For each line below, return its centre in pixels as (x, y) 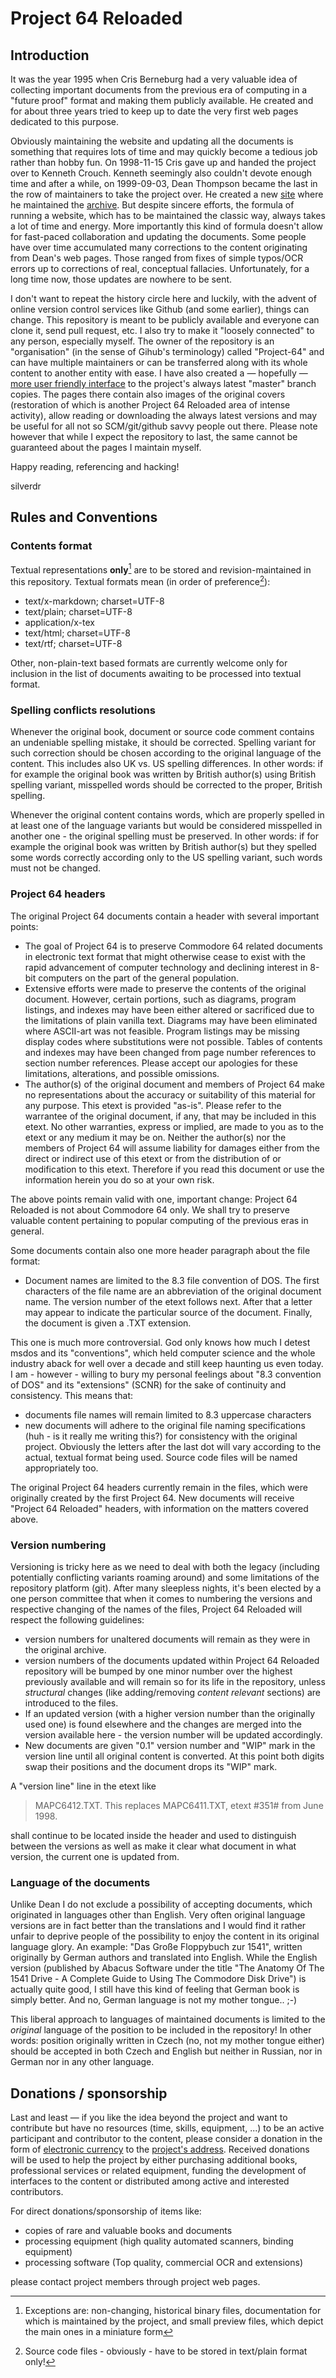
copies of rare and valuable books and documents (128, 2230)
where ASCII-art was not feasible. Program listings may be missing (162, 1031)
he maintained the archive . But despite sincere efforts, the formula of (152, 205)
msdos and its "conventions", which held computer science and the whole (163, 1353)
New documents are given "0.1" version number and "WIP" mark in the (170, 1745)
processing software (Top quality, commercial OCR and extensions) (163, 2262)
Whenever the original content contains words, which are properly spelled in (167, 815)
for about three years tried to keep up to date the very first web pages (154, 111)
